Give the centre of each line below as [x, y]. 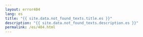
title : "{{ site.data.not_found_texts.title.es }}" [59, 18]
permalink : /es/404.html [30, 27]
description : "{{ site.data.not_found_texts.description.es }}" [72, 23]
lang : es [14, 14]
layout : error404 [23, 9]
